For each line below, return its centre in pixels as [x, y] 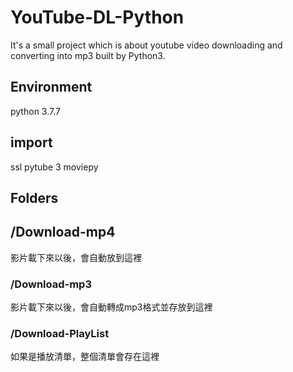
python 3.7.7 [35, 111]
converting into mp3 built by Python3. [88, 55]
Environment [51, 87]
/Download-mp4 [63, 232]
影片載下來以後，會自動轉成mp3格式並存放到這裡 [111, 307]
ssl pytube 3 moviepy [54, 167]
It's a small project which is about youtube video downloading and [146, 45]
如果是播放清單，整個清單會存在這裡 [85, 357]
